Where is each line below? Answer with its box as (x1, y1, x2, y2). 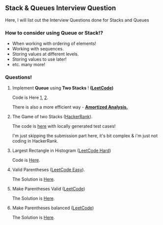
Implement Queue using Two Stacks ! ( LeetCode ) (12, 85, 114, 91)
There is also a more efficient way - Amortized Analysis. (12, 104, 128, 110)
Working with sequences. (12, 46, 64, 52)
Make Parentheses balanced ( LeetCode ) (12, 205, 94, 211)
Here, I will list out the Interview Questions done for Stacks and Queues (5, 17, 149, 23)
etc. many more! (12, 62, 46, 68)
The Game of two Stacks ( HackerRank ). (12, 113, 93, 120)
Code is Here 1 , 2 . (12, 95, 48, 101)
